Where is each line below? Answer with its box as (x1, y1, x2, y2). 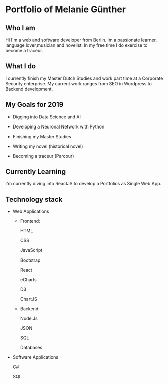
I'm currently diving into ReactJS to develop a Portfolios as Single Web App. (5, 181, 162, 187)
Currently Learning (5, 167, 66, 176)
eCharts (20, 277, 37, 283)
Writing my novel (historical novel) (12, 143, 83, 149)
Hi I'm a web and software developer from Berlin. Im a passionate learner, (5, 37, 157, 43)
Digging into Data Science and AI (12, 114, 81, 120)
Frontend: (20, 218, 40, 224)
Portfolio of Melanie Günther (5, 4, 126, 15)
